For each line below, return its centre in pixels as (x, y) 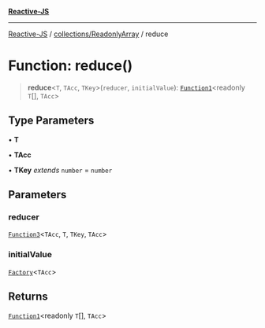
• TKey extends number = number (60, 170)
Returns (28, 297)
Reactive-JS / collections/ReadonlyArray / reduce (88, 34)
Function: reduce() (70, 66)
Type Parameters (51, 121)
